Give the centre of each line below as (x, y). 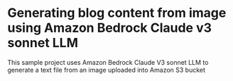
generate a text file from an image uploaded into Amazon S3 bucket (107, 70)
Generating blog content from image (117, 13)
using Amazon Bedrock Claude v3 (109, 28)
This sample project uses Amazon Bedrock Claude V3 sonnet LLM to (108, 62)
